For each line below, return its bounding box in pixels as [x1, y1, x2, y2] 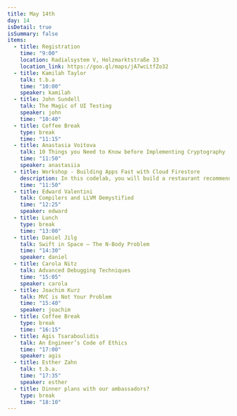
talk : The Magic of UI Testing [20, 103, 112, 110]
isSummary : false [7, 30, 59, 37]
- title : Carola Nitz [13, 260, 78, 267]
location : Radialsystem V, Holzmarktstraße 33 [20, 57, 159, 64]
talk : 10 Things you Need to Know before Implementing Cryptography [20, 149, 226, 156]
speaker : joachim [20, 306, 71, 313]
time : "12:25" [20, 201, 61, 209]
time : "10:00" [20, 83, 61, 90]
